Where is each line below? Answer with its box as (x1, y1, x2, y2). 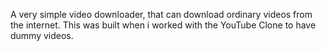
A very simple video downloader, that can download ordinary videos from (10, 9, 313, 20)
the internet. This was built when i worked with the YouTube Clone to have (10, 19, 317, 31)
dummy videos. (10, 30, 74, 41)
